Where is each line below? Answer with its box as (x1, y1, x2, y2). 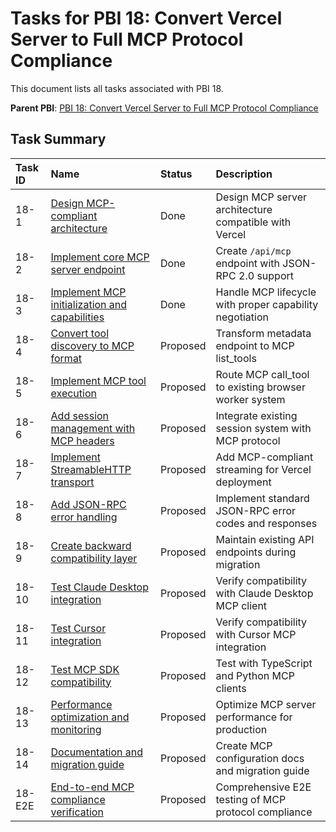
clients (215, 681, 247, 695)
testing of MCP (215, 792, 287, 806)
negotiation (215, 310, 269, 324)
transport (50, 475, 95, 489)
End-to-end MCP (50, 780, 135, 794)
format (50, 351, 83, 365)
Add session (50, 408, 110, 422)
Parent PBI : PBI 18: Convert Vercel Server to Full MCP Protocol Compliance (10, 102, 319, 114)
